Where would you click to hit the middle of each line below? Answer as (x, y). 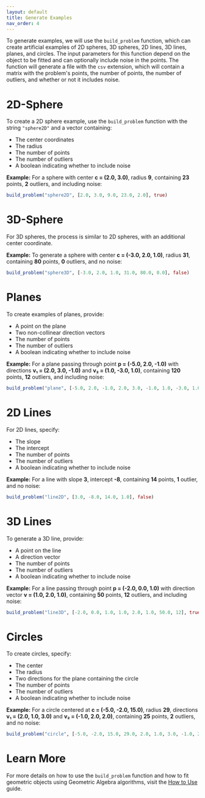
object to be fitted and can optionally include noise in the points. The (92, 60)
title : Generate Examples (39, 18)
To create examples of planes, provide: (55, 314)
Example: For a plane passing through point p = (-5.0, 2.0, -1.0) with (92, 364)
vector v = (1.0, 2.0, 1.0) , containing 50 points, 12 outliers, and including (97, 594)
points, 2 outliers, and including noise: (54, 184)
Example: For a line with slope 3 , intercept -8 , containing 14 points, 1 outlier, (102, 479)
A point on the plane (41, 326)
